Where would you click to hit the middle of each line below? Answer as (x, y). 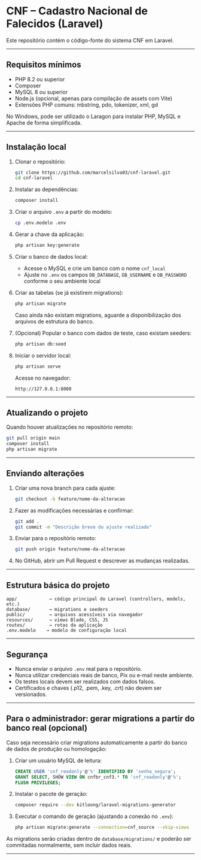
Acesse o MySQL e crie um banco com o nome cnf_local (95, 268)
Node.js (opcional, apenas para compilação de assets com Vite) (93, 98)
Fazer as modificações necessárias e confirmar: (74, 510)
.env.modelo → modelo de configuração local (67, 631)
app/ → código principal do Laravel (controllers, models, (96, 599)
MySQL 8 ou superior (41, 92)
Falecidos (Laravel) (55, 24)
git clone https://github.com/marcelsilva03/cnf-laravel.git (93, 172)
